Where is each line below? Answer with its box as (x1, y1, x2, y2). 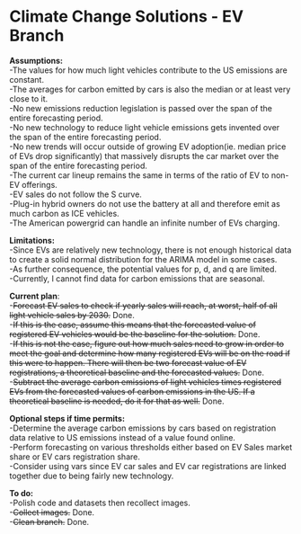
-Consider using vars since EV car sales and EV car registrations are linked (9, 460, 287, 471)
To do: (9, 487, 34, 498)
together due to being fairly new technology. (9, 470, 174, 481)
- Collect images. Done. (9, 506, 95, 518)
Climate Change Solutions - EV (9, 6, 244, 27)
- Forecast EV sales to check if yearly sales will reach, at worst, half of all (9, 299, 278, 311)
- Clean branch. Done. (9, 516, 90, 527)
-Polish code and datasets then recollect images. (9, 497, 191, 508)
